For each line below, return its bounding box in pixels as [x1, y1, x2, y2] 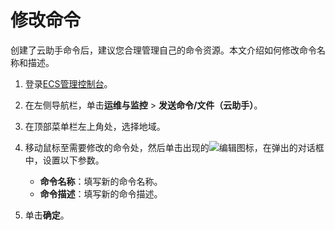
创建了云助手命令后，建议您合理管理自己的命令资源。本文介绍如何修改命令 [10, 44, 317, 56]
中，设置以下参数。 [24, 154, 105, 166]
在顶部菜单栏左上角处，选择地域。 [24, 120, 166, 132]
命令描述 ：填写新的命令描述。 [39, 187, 163, 200]
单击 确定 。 [24, 209, 70, 221]
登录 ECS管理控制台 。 [24, 77, 113, 90]
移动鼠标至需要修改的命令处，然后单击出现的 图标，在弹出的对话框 [24, 141, 325, 153]
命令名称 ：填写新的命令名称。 [39, 175, 163, 187]
